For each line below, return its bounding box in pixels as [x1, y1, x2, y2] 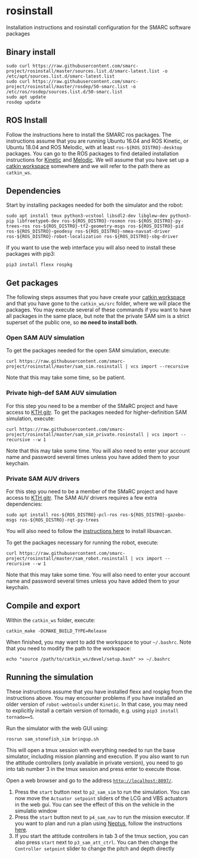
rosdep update [6, 99, 41, 105]
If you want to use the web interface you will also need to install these [6, 244, 176, 251]
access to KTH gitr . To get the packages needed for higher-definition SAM [6, 409, 187, 416]
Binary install [6, 47, 56, 57]
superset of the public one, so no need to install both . [6, 319, 138, 326]
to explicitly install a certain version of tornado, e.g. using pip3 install [6, 706, 179, 714]
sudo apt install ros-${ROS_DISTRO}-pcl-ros [6, 512, 118, 518]
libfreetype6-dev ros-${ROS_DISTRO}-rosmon [17, 218, 126, 224]
